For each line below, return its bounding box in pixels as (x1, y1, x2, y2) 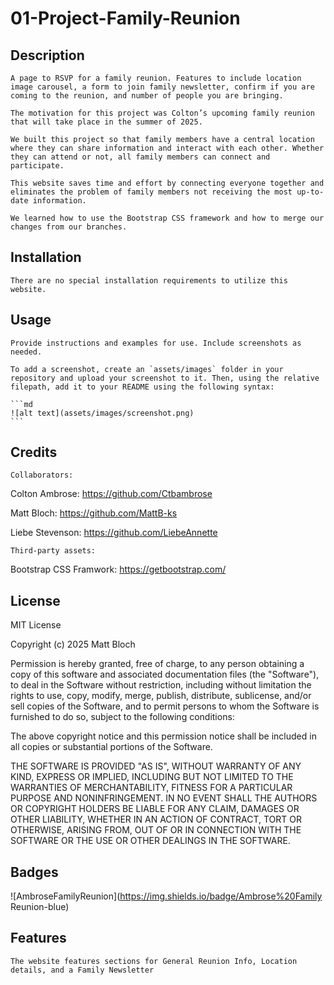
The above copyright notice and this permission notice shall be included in (10, 730, 317, 742)
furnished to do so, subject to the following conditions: (10, 711, 235, 723)
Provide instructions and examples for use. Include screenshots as (10, 338, 302, 348)
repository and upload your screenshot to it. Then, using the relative (10, 373, 320, 383)
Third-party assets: (10, 546, 97, 556)
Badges (10, 863, 59, 881)
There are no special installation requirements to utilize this (10, 275, 288, 286)
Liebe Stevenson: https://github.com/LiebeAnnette (10, 527, 218, 539)
